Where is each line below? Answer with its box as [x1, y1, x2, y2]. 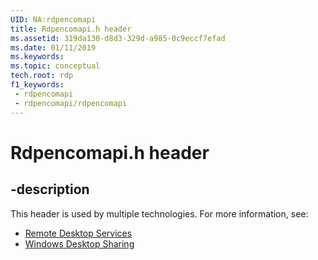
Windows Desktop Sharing [24, 237, 135, 250]
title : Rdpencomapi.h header [10, 24, 132, 34]
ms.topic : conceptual [10, 61, 101, 71]
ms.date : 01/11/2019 [10, 42, 97, 53]
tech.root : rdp [10, 71, 74, 81]
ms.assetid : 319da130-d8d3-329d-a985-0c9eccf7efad [10, 33, 226, 43]
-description [10, 181, 90, 198]
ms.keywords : [10, 52, 65, 62]
